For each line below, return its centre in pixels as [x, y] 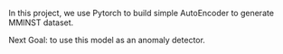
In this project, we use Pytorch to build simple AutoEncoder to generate [141, 13]
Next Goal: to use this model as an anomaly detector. [107, 40]
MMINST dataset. [41, 22]
